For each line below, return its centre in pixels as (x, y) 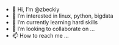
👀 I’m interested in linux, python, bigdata (63, 16)
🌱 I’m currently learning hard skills (55, 22)
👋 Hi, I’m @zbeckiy (36, 9)
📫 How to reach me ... (40, 36)
